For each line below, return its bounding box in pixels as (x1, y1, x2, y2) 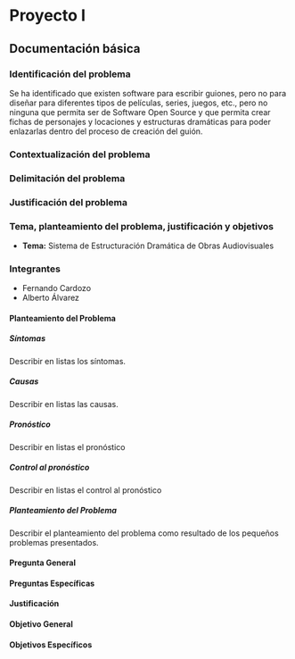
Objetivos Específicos (9, 639, 93, 650)
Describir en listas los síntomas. (9, 355, 127, 366)
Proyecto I (9, 5, 86, 26)
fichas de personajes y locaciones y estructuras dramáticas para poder (9, 116, 272, 127)
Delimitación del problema (9, 171, 126, 184)
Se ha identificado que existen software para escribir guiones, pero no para (9, 88, 287, 98)
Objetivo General (9, 619, 74, 630)
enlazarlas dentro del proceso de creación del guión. (9, 126, 203, 137)
